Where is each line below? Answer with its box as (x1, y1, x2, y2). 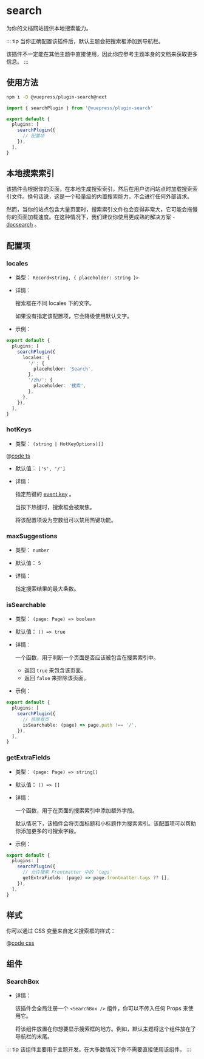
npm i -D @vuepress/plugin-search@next (6, 94, 107, 100)
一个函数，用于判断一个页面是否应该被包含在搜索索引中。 (15, 654, 159, 661)
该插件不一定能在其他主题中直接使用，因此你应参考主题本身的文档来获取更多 (6, 50, 198, 58)
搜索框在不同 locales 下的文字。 (15, 300, 95, 307)
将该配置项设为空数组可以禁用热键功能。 (15, 516, 117, 523)
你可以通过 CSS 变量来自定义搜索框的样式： (6, 927, 117, 934)
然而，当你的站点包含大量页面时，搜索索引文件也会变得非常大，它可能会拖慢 (6, 206, 198, 213)
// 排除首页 (22, 716, 49, 722)
